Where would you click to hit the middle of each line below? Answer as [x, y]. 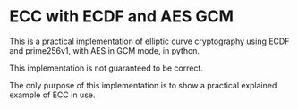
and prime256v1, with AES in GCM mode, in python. [104, 50]
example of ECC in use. [52, 95]
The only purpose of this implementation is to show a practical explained [143, 85]
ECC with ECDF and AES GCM [122, 17]
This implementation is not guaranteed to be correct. [106, 68]
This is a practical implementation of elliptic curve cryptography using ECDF [149, 41]
